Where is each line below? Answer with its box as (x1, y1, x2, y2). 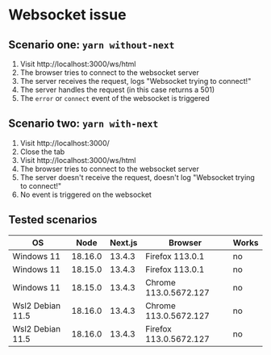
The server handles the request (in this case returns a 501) (19, 85, 215, 94)
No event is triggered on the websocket (19, 190, 152, 199)
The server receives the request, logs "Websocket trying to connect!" (19, 77, 252, 86)
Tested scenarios (8, 213, 98, 227)
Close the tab (19, 147, 65, 157)
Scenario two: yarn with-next (8, 117, 159, 131)
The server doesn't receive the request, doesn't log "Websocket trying (19, 172, 256, 182)
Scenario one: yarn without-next (8, 38, 175, 52)
